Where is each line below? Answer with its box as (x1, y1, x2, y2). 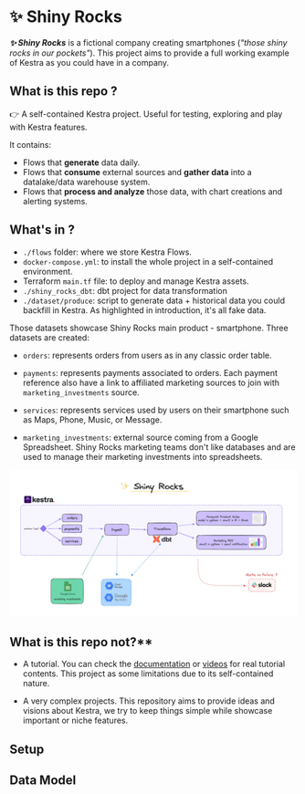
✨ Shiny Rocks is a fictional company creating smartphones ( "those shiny (9, 37, 288, 47)
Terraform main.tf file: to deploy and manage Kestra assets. (22, 276, 249, 287)
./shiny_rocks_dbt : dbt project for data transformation (22, 285, 228, 296)
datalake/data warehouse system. (22, 176, 151, 187)
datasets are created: (9, 331, 89, 343)
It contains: (9, 139, 52, 150)
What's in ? (9, 222, 75, 238)
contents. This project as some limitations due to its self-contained (22, 668, 274, 679)
